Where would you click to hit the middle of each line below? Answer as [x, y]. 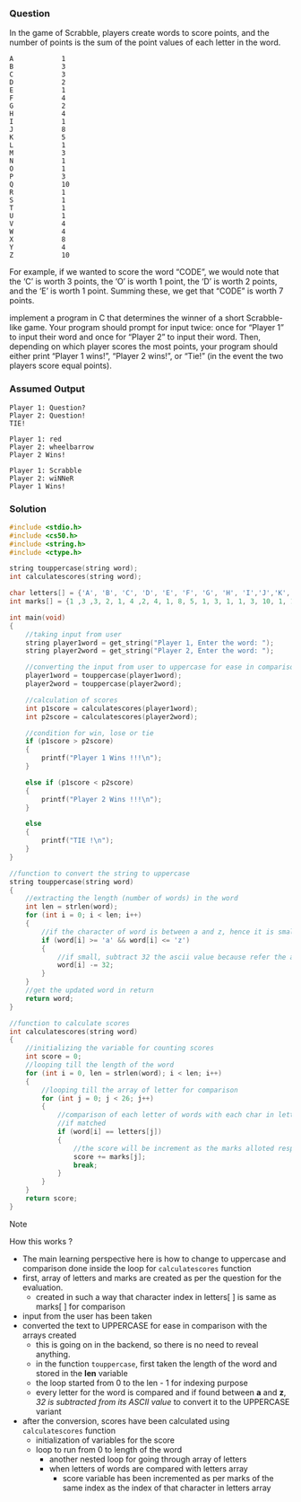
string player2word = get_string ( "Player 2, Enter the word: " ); [150, 651]
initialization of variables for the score [105, 1440]
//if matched [81, 1124]
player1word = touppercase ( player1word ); [103, 676]
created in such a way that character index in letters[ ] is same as [156, 1296]
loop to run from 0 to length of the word [109, 1449]
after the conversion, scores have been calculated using [126, 1420]
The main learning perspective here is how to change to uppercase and [154, 1259]
